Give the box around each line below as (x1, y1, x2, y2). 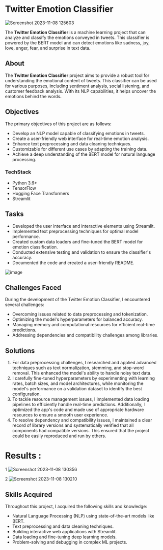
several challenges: (5, 302, 45, 308)
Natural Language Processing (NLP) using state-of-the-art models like (12, 513, 155, 519)
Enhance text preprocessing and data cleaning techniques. (12, 140, 132, 146)
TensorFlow (12, 185, 36, 191)
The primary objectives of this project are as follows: (5, 121, 112, 127)
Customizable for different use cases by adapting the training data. (12, 146, 148, 152)
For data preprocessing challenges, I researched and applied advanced (12, 360, 157, 366)
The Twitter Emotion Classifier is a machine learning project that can (5, 29, 146, 35)
